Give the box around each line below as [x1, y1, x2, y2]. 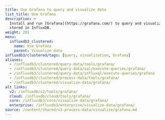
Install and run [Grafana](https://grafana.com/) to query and [9, 21, 141, 26]
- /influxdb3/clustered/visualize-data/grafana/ [9, 80, 111, 85]
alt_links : [5, 84, 27, 90]
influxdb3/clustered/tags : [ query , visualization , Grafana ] [5, 52, 131, 58]
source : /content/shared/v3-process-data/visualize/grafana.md [5, 107, 137, 113]
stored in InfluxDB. [9, 25, 52, 30]
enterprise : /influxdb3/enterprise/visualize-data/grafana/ [9, 103, 135, 108]
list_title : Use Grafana [5, 12, 56, 17]
